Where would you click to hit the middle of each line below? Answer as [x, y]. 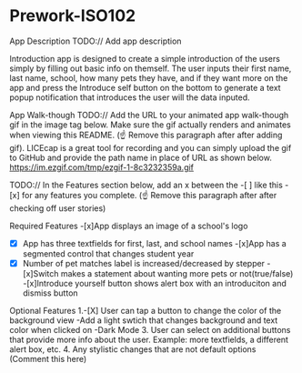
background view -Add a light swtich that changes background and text [144, 320]
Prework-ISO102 [73, 16]
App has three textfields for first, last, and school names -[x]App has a [154, 243]
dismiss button [50, 293]
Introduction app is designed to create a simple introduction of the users [145, 58]
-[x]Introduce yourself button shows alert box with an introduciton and [154, 284]
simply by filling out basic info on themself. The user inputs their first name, [151, 68]
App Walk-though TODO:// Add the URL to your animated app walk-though [149, 115]
